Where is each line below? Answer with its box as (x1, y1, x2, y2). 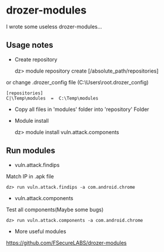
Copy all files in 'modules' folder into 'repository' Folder (14, 106, 149, 113)
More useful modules (14, 228, 66, 235)
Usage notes (6, 40, 53, 50)
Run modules (6, 146, 56, 156)
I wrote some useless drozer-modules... (6, 23, 102, 30)
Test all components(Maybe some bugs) (6, 206, 104, 213)
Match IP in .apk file (6, 172, 54, 180)
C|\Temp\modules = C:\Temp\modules (6, 95, 99, 101)
